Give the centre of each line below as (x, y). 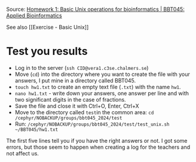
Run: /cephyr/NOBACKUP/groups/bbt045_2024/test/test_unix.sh (92, 124)
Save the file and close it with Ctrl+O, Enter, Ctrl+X (77, 106)
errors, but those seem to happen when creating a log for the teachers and (98, 147)
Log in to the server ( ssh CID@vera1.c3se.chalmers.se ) (82, 68)
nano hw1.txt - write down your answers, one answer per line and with (102, 93)
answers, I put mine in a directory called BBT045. (75, 80)
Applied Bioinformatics (34, 16)
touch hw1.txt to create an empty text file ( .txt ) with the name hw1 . (98, 87)
